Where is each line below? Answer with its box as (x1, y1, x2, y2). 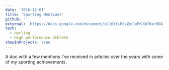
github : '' (5, 16, 28, 21)
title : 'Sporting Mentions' (5, 12, 64, 17)
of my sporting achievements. (5, 58, 67, 65)
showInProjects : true (5, 40, 51, 45)
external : (5, 21, 26, 26)
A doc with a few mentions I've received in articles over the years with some (5, 53, 163, 59)
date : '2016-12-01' (5, 7, 46, 12)
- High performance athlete (10, 35, 69, 40)
